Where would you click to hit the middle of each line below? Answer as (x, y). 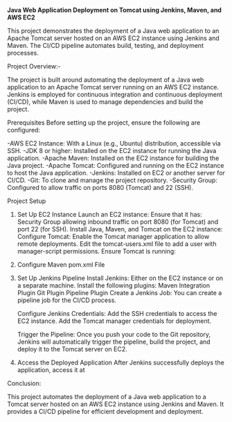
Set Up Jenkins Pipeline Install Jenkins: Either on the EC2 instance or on (120, 278)
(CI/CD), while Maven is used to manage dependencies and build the (105, 102)
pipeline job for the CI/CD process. (66, 300)
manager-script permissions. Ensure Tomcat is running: (97, 251)
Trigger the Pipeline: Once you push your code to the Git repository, (114, 334)
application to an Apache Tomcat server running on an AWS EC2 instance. (113, 87)
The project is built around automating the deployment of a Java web (106, 80)
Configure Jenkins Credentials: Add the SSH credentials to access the (117, 314)
